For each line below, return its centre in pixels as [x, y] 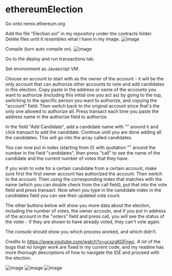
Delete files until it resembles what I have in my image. [63, 39]
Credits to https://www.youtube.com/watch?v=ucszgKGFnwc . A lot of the [83, 241]
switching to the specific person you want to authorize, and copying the [81, 100]
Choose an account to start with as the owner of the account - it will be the [85, 78]
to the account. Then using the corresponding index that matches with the [84, 179]
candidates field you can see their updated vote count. [63, 195]
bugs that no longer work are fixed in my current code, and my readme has [85, 247]
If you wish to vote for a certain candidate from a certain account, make [81, 168]
